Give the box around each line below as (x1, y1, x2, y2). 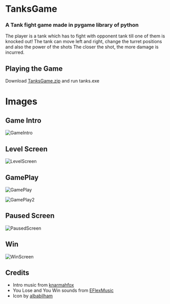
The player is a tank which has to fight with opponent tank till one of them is (5, 33, 165, 39)
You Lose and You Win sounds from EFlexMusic (12, 288, 114, 294)
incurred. (5, 49, 25, 55)
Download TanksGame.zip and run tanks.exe (5, 78, 100, 84)
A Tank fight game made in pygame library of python (5, 22, 139, 29)
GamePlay (5, 173, 39, 182)
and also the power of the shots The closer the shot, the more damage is (5, 44, 159, 50)
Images (5, 96, 37, 108)
